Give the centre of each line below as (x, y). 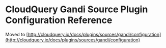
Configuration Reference (59, 20)
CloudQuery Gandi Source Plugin (77, 9)
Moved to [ (17, 34)
